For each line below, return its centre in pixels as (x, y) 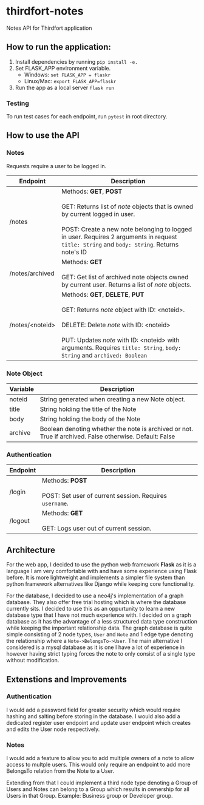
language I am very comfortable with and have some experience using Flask (102, 571)
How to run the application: (59, 47)
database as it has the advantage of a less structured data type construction (102, 622)
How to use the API (43, 136)
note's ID (74, 252)
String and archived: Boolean (104, 355)
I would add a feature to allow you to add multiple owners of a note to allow (100, 758)
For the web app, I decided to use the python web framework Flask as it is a (101, 565)
